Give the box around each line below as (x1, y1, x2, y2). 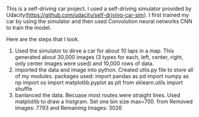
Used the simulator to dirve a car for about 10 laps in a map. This (14, 47, 174, 54)
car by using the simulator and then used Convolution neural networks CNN (6, 18, 192, 24)
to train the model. (6, 24, 51, 31)
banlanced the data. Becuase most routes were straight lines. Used (14, 92, 180, 98)
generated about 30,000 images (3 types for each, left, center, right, (14, 54, 183, 60)
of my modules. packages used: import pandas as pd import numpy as (14, 73, 189, 79)
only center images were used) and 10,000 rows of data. (14, 60, 154, 67)
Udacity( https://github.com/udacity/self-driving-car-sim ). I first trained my (6, 11, 189, 19)
